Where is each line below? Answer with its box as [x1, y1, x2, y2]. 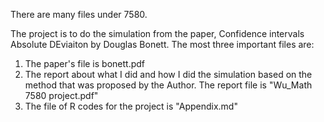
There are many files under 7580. [10, 9, 148, 20]
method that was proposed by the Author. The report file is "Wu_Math [24, 79, 313, 91]
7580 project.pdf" [24, 90, 99, 101]
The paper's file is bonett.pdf [24, 58, 146, 69]
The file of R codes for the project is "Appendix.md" [24, 100, 238, 112]
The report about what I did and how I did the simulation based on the [24, 69, 313, 80]
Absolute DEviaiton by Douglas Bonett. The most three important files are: [10, 39, 315, 50]
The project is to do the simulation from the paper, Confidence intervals [10, 28, 305, 39]
